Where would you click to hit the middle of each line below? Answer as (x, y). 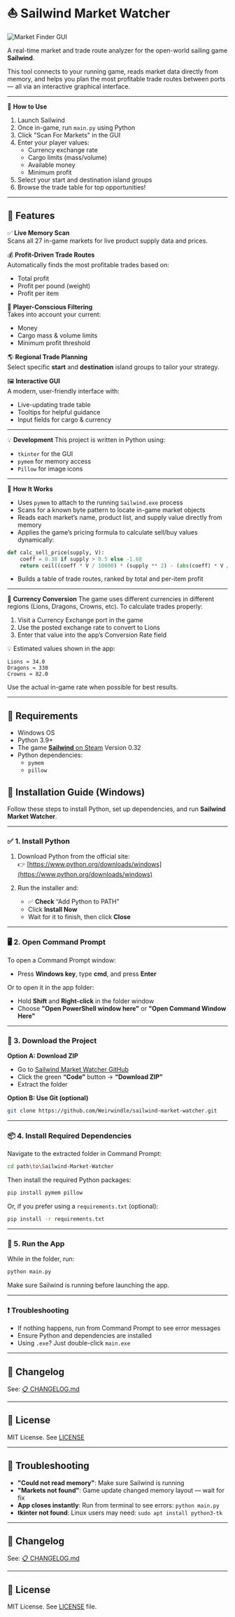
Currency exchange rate (63, 149)
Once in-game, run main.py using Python (76, 127)
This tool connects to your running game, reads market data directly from (113, 71)
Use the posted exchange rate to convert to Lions (89, 628)
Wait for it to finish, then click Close (79, 917)
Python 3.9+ (35, 740)
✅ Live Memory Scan (38, 233)
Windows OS (36, 733)
